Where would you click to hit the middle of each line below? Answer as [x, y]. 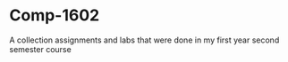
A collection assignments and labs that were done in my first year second [144, 40]
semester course [40, 49]
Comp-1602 [55, 15]
